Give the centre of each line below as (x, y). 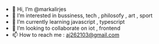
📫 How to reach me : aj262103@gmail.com (66, 35)
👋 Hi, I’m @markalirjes (39, 9)
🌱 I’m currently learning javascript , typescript (68, 22)
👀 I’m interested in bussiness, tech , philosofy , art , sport (82, 15)
